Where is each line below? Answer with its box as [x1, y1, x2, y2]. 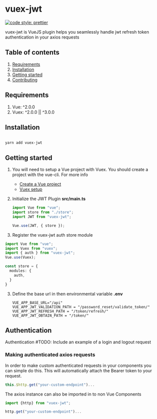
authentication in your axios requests [5, 34, 79, 40]
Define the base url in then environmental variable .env [12, 291, 123, 297]
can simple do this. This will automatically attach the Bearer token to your [5, 367, 152, 374]
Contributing [12, 77, 38, 82]
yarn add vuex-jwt [5, 140, 42, 145]
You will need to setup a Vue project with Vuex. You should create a [12, 167, 149, 173]
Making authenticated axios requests [5, 351, 96, 358]
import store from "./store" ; [12, 210, 74, 215]
